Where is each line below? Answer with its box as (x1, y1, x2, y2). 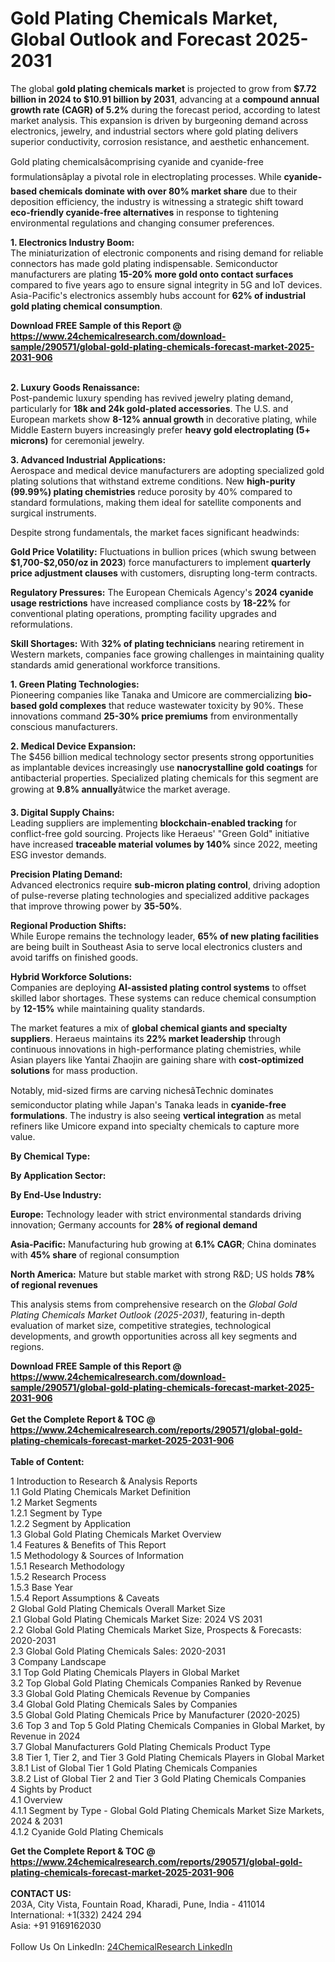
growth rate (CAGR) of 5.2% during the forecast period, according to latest (10, 103, 321, 116)
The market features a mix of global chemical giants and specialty (10, 1022, 288, 1034)
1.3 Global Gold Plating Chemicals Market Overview (10, 1528, 222, 1540)
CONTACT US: (10, 1887, 72, 1899)
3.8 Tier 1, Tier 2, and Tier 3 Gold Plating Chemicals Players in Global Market (10, 1751, 325, 1763)
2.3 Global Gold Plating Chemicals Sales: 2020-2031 (10, 1645, 226, 1657)
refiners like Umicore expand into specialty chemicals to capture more (10, 1120, 300, 1132)
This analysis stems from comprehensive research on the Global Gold (10, 1298, 298, 1310)
